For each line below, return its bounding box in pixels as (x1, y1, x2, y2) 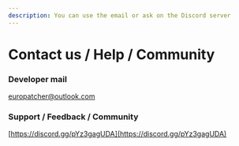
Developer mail (8, 73, 67, 84)
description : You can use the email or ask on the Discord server (8, 11, 231, 20)
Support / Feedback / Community (8, 111, 139, 122)
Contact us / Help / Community (8, 45, 215, 63)
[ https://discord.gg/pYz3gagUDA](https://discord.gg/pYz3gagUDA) (8, 129, 227, 139)
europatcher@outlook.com (8, 92, 95, 101)
